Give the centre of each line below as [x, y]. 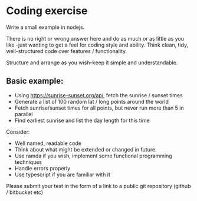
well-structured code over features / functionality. [67, 51]
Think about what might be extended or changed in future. [86, 149]
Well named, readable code [48, 143]
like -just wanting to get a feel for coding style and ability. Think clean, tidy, [97, 45]
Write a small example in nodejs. [45, 27]
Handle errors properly [42, 168]
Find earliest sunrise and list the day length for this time [82, 120]
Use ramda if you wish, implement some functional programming [93, 156]
